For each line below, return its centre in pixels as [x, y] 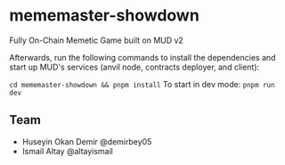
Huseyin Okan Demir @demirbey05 [87, 141]
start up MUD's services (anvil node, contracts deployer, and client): [134, 67]
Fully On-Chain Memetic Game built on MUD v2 [97, 40]
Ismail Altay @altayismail [67, 151]
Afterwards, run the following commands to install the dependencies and [142, 57]
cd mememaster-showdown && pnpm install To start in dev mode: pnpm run [142, 84]
